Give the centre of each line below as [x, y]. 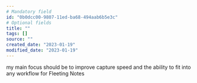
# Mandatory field [29, 12]
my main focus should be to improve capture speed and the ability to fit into [99, 67]
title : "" [18, 28]
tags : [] [17, 34]
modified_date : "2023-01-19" [42, 50]
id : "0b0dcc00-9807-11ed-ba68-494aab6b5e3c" [62, 17]
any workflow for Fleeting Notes [45, 73]
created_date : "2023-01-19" [41, 45]
